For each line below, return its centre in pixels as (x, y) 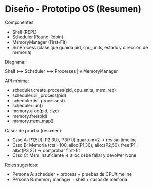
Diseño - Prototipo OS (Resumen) (73, 9)
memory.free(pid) (30, 116)
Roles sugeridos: (22, 165)
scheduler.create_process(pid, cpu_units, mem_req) (64, 90)
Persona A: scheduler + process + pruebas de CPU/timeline (72, 174)
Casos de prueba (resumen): (34, 130)
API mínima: (17, 81)
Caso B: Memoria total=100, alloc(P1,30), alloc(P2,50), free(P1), (75, 145)
